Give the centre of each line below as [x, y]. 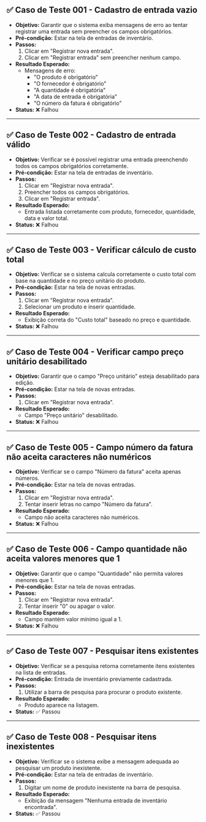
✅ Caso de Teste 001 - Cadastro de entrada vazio [102, 10]
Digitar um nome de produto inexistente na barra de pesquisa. [103, 787]
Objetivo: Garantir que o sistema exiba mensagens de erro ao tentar [101, 25]
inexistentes [31, 747]
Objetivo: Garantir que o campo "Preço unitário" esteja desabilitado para [107, 376]
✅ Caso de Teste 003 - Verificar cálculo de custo [101, 250]
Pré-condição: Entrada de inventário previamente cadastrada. [94, 679]
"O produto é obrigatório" [66, 77]
